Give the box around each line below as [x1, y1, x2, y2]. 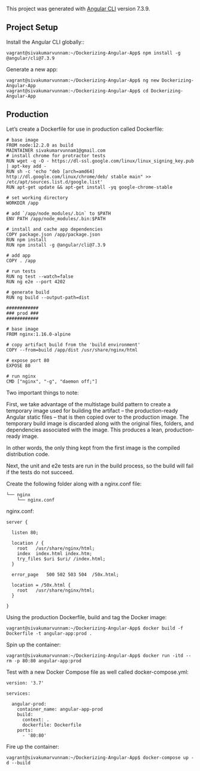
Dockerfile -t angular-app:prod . [6, 630, 93, 637]
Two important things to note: [6, 389, 79, 396]
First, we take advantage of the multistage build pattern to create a [6, 400, 171, 407]
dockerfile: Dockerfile [22, 722, 82, 728]
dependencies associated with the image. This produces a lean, [6, 426, 163, 433]
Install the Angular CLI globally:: [6, 38, 85, 46]
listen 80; [11, 529, 39, 536]
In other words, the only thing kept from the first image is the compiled [6, 444, 180, 451]
